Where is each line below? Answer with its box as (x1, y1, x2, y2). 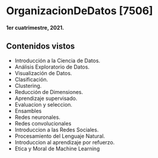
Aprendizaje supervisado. (14, 95, 78, 102)
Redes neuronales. (14, 114, 61, 121)
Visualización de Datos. (14, 69, 72, 76)
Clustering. (14, 82, 42, 89)
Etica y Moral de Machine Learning (14, 145, 100, 152)
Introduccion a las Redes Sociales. (14, 126, 99, 133)
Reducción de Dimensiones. (14, 88, 83, 95)
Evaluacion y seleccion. (14, 101, 73, 108)
